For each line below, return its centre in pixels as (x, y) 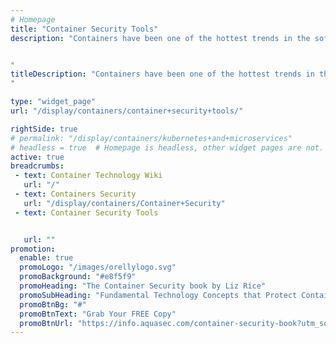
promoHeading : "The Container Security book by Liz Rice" (143, 286)
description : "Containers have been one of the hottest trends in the (160, 38)
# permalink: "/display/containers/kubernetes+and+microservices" (151, 138)
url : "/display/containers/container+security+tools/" (127, 111)
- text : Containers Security (75, 194)
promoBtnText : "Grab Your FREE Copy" (98, 314)
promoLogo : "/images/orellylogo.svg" (98, 267)
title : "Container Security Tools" (84, 29)
